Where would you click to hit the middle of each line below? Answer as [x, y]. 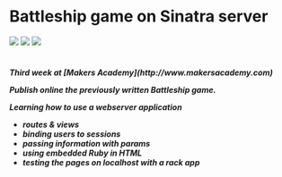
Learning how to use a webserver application [96, 107]
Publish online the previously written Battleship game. [113, 89]
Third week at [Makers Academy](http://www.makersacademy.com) [141, 72]
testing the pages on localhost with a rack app [111, 162]
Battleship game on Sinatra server [139, 17]
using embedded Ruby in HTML [82, 153]
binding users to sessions [71, 134]
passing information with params [86, 143]
